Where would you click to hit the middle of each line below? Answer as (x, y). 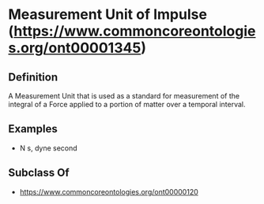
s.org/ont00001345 (75, 48)
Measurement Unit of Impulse (108, 15)
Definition (33, 77)
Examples (33, 129)
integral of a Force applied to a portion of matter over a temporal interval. (127, 104)
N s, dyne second (48, 148)
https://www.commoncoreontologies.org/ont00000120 (109, 191)
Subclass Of (39, 173)
